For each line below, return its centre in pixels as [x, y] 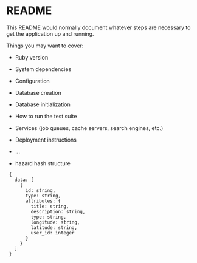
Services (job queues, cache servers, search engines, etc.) [89, 128]
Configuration [32, 81]
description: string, [58, 211]
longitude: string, [55, 222]
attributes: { [43, 201]
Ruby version [32, 57]
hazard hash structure [43, 163]
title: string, [50, 206]
